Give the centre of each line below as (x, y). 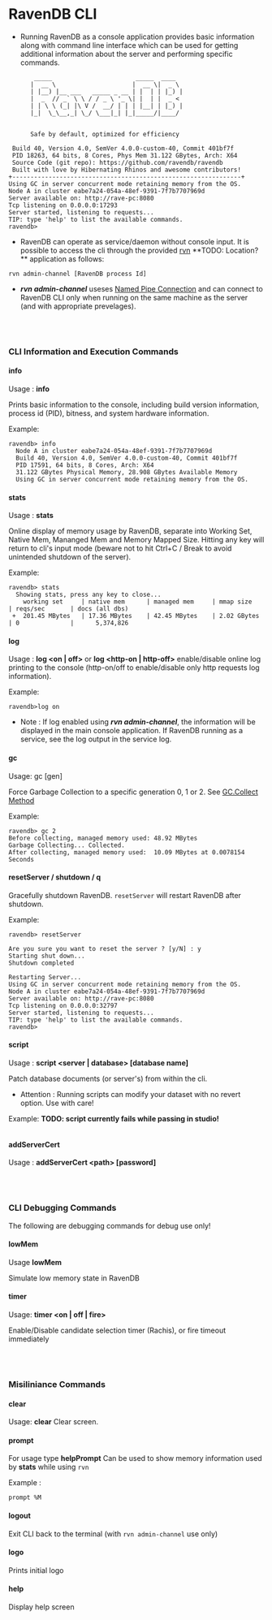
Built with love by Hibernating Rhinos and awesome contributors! (127, 170)
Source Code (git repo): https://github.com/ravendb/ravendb (117, 162)
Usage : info (29, 389)
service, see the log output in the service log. (96, 739)
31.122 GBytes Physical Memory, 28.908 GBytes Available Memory (127, 473)
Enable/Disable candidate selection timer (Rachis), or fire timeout (117, 1330)
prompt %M (25, 1498)
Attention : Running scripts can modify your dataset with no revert (130, 1095)
